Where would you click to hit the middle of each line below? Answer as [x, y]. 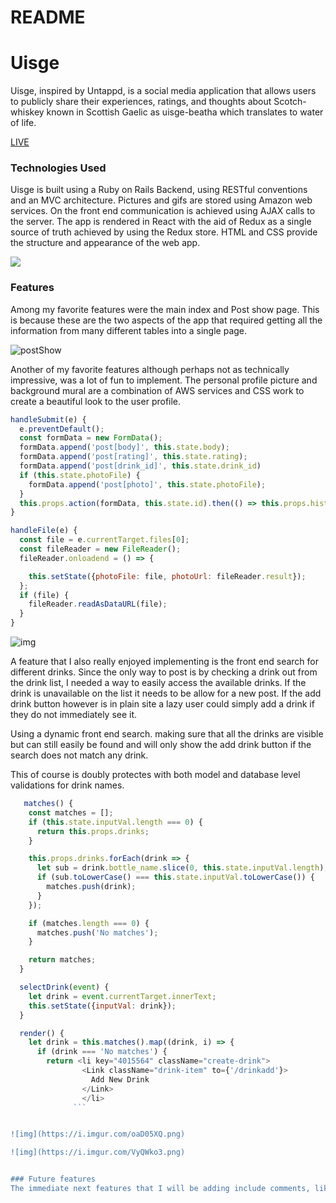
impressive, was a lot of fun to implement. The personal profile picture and [164, 380]
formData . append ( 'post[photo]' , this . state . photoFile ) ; [147, 484]
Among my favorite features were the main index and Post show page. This [165, 309]
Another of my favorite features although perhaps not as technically [150, 369]
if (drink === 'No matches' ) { [102, 1052]
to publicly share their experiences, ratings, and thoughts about [141, 102]
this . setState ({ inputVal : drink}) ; [102, 1006]
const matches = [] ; [71, 812]
